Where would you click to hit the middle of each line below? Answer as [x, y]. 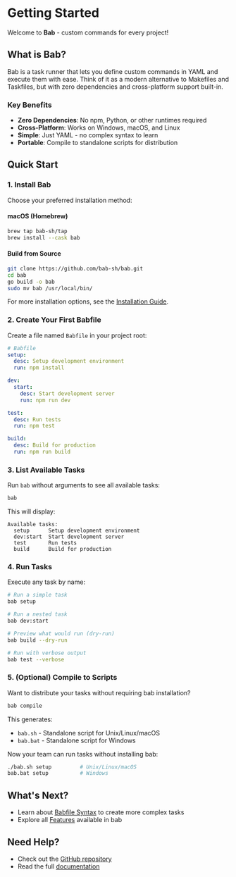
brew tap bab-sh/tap [38, 231]
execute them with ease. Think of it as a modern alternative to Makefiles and [118, 79]
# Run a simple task [38, 595]
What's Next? [38, 795]
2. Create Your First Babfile [54, 320]
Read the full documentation [58, 866]
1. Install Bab [29, 185]
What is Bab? [37, 55]
